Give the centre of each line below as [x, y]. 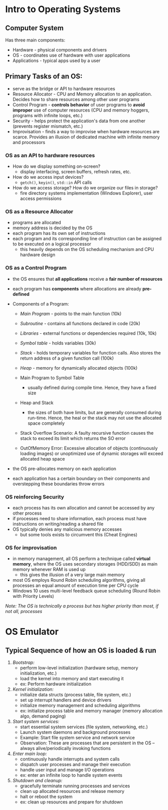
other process [27, 513]
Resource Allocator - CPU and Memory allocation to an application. [82, 94]
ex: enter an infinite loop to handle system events [71, 775]
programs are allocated [37, 223]
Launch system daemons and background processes [75, 732]
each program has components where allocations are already [77, 288]
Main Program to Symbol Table [52, 378]
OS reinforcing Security [35, 497]
